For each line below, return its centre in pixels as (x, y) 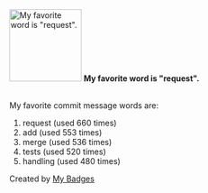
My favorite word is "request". (141, 78)
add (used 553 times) (62, 133)
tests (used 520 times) (64, 152)
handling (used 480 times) (72, 161)
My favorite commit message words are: (84, 106)
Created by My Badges (52, 179)
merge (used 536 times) (67, 142)
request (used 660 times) (69, 123)
